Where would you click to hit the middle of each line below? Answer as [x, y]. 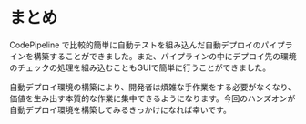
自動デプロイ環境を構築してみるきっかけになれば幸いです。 [121, 109]
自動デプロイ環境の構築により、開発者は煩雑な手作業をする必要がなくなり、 [153, 87]
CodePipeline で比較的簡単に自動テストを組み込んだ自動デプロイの [135, 45]
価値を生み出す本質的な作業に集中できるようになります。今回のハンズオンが [153, 98]
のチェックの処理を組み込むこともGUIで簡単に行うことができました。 [140, 67]
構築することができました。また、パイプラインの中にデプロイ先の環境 [165, 56]
